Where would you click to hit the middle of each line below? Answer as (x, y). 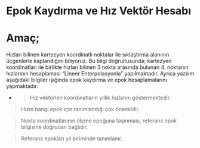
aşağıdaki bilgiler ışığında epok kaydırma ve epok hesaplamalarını (87, 80)
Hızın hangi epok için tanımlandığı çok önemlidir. (80, 109)
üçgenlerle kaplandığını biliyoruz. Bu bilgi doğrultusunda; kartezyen (89, 61)
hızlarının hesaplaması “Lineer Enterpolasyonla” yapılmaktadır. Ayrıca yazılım (100, 74)
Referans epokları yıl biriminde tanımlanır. (71, 138)
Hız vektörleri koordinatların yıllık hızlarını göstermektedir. (100, 98)
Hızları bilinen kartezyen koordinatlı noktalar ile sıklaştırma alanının (88, 55)
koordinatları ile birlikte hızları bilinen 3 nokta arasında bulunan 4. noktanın (97, 67)
